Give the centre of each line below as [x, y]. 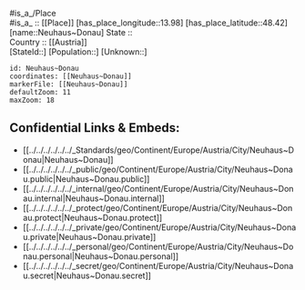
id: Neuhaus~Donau [44, 68]
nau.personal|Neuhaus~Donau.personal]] [101, 256]
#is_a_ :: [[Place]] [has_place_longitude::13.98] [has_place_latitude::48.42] [149, 23]
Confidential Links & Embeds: [95, 128]
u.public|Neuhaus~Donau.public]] [86, 179]
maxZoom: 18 [32, 100]
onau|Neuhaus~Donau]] [68, 159]
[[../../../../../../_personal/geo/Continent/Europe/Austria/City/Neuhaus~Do [158, 246]
